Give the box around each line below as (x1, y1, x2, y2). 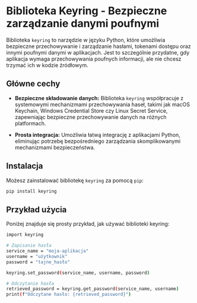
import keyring (6, 232, 44, 238)
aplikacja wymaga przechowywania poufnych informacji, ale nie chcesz (6, 55, 182, 62)
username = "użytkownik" (6, 253, 68, 259)
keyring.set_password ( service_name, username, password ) (6, 270, 150, 276)
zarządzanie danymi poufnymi (6, 17, 160, 30)
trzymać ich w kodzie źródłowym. (6, 61, 88, 69)
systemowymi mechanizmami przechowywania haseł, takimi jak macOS (14, 101, 190, 108)
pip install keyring (6, 188, 58, 194)
